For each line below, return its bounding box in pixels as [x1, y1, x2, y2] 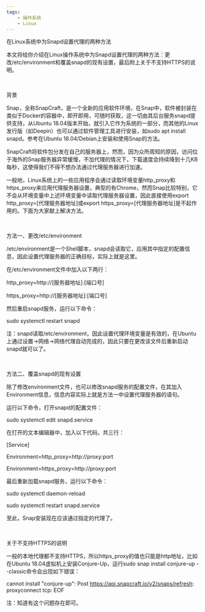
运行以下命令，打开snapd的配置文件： [6, 404, 103, 411]
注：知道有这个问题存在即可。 [6, 599, 81, 606]
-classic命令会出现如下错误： [6, 568, 80, 575]
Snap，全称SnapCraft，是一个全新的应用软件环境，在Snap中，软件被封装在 [6, 104, 197, 112]
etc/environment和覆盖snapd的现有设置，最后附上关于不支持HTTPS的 [13, 59, 191, 66]
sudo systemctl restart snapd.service [6, 502, 100, 509]
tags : [6, 9, 20, 15]
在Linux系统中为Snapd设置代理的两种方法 [6, 38, 111, 45]
